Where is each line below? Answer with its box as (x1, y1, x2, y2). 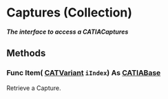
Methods (6, 47, 46, 59)
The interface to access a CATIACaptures (6, 27, 129, 36)
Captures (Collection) (6, 5, 132, 21)
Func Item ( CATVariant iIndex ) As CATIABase (6, 68, 161, 78)
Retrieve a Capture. (6, 84, 61, 92)
